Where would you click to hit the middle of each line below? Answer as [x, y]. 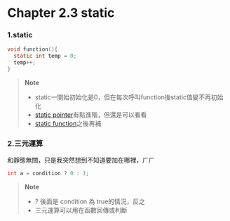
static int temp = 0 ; [45, 56]
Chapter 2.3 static [61, 13]
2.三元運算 [25, 144]
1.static [20, 35]
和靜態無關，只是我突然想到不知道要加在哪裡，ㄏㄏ [81, 160]
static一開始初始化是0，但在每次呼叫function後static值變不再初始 [129, 97]
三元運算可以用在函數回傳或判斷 [81, 210]
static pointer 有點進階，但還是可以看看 [91, 115]
